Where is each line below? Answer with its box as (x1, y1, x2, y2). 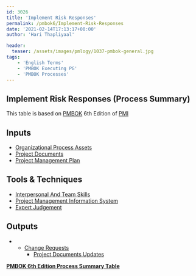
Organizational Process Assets (15, 144, 93, 151)
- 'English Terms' (17, 59, 64, 66)
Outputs (6, 221, 38, 232)
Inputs (6, 128, 32, 138)
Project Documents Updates (33, 250, 105, 258)
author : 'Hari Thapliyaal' (6, 32, 75, 38)
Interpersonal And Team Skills (15, 191, 91, 198)
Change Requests (24, 244, 69, 251)
